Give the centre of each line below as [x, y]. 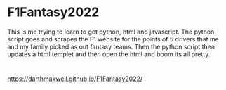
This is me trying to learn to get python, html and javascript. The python [111, 32]
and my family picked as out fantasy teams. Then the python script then [111, 46]
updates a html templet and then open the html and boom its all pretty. [109, 54]
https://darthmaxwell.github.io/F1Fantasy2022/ [75, 79]
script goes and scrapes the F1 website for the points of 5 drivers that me [113, 39]
